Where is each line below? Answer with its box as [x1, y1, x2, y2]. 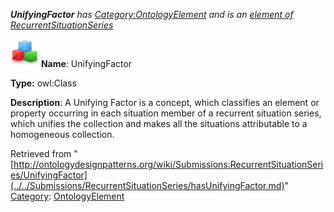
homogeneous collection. [10, 129, 115, 140]
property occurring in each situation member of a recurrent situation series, [10, 107, 322, 119]
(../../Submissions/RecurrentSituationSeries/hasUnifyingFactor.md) [10, 180, 285, 191]
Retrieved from [10, 148, 72, 159]
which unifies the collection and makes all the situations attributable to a [10, 118, 308, 129]
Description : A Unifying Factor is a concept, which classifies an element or [10, 97, 320, 108]
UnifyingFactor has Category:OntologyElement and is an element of [10, 9, 294, 20]
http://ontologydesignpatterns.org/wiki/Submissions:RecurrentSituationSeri [13, 159, 324, 170]
